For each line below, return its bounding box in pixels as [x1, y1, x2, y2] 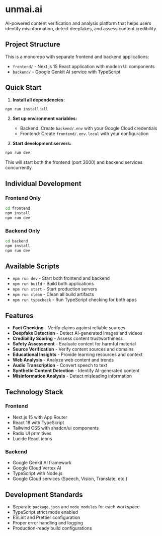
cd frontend [5, 206, 30, 211]
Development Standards [5, 490, 83, 499]
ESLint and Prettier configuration [12, 514, 80, 520]
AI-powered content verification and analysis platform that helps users [5, 20, 151, 26]
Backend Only [5, 227, 40, 234]
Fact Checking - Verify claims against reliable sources [12, 325, 126, 331]
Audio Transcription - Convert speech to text [12, 362, 107, 369]
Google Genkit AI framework [12, 460, 72, 466]
